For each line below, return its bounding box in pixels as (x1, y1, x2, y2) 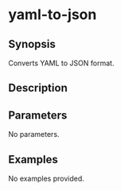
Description (8, 81, 68, 95)
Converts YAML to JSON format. (8, 58, 115, 68)
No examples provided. (8, 173, 85, 184)
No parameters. (8, 130, 60, 139)
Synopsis (8, 37, 56, 51)
